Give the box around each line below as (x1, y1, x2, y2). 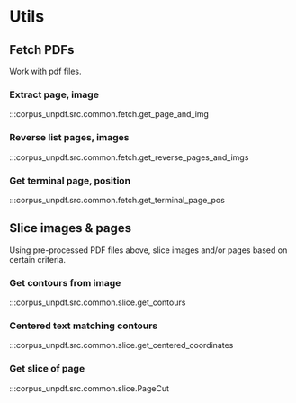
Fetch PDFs (9, 42, 75, 58)
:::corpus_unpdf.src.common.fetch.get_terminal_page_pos (9, 194, 225, 205)
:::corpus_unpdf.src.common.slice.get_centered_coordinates (9, 340, 234, 351)
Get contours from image (9, 276, 121, 289)
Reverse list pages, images (9, 131, 130, 144)
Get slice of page (9, 363, 85, 375)
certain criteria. (9, 254, 66, 264)
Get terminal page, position (9, 174, 131, 186)
